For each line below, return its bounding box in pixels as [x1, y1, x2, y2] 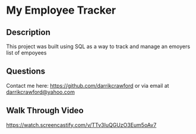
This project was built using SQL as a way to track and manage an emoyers [6, 43, 191, 50]
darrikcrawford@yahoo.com [6, 88, 75, 95]
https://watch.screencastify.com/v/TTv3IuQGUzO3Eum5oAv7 [6, 121, 157, 128]
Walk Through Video [6, 106, 84, 116]
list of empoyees [6, 49, 47, 56]
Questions [6, 66, 46, 76]
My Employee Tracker [6, 4, 116, 17]
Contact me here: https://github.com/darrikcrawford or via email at [6, 82, 169, 89]
